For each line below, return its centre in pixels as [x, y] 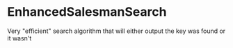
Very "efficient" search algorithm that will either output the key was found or [116, 31]
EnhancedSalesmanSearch [87, 12]
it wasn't [19, 38]
